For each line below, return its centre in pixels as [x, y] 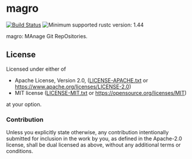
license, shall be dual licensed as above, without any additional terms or [94, 145]
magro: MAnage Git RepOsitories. [47, 36]
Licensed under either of [36, 69]
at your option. [24, 104]
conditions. [20, 151]
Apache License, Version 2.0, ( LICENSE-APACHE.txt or [81, 80]
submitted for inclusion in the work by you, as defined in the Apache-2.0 [94, 139]
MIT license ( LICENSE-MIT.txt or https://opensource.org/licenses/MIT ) [101, 92]
